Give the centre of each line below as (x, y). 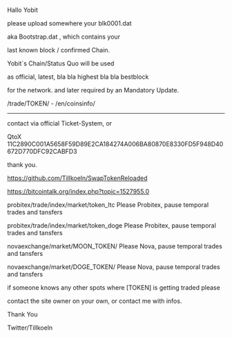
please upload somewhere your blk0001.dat (70, 23)
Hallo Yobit (22, 10)
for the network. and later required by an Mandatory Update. (93, 90)
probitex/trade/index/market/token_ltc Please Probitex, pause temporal (108, 205)
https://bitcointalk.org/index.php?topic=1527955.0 (78, 191)
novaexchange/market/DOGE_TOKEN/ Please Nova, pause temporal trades (114, 267)
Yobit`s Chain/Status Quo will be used (61, 63)
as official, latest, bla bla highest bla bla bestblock (78, 77)
